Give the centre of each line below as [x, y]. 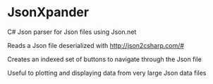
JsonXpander [48, 12]
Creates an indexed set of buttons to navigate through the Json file [105, 59]
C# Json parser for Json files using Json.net [72, 32]
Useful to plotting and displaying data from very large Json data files [107, 73]
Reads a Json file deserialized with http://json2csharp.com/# [96, 45]
